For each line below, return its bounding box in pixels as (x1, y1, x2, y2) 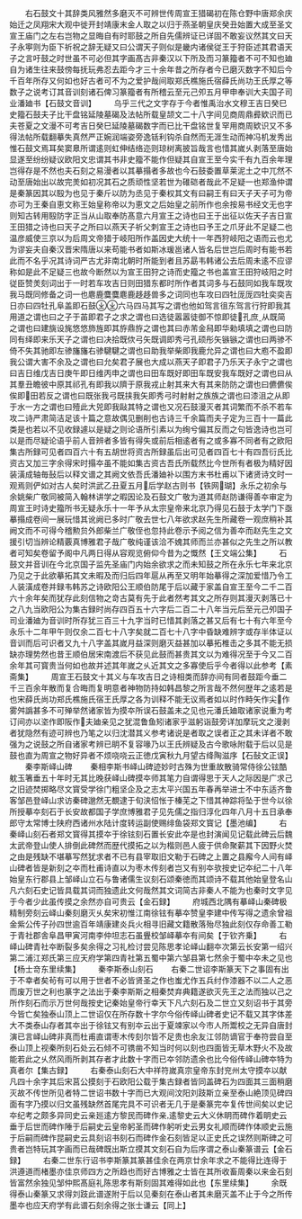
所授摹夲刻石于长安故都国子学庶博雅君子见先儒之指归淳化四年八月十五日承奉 (9, 806, 293, 817)
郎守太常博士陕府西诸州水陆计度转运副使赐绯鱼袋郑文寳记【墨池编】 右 (9, 818, 288, 828)
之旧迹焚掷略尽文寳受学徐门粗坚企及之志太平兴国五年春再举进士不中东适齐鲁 (9, 784, 293, 794)
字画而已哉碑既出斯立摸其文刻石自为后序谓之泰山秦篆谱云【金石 (56, 1143, 293, 1154)
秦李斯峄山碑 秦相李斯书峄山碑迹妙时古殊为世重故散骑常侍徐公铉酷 (24, 761, 288, 772)
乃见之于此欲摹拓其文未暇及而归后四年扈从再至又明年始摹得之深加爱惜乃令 (9, 570, 285, 580)
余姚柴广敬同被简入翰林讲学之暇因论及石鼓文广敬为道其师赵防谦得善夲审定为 (9, 491, 293, 502)
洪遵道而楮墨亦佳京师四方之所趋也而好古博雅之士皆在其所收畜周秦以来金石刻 (9, 1166, 293, 1177)
